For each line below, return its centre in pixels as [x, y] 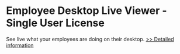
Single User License [56, 23]
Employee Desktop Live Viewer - [87, 11]
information [20, 45]
